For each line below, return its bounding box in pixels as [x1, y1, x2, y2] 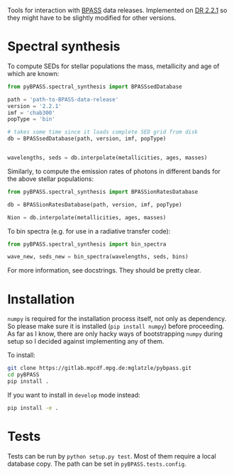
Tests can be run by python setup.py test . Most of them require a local [7, 452, 216, 460]
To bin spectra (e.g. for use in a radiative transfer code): [7, 226, 171, 235]
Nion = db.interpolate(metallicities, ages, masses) [7, 214, 167, 221]
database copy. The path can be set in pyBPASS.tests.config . [7, 459, 186, 468]
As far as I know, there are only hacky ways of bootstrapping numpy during [7, 329, 223, 338]
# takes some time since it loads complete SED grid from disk [7, 129, 199, 136]
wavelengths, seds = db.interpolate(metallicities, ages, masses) [7, 154, 208, 162]
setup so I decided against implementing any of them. [7, 337, 165, 346]
